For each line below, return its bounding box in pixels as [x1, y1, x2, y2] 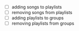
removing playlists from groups [11, 20, 74, 26]
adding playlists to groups [11, 15, 64, 21]
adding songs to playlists [11, 4, 62, 10]
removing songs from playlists [11, 10, 73, 15]
